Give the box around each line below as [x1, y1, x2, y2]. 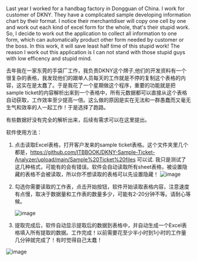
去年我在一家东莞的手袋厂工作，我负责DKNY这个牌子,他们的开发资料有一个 [6, 67, 186, 74]
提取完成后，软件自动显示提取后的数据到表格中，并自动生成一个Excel [14, 222, 182, 229]
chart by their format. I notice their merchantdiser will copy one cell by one [6, 18, 186, 24]
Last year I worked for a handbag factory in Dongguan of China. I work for [6, 5, 185, 12]
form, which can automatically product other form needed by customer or [6, 36, 184, 43]
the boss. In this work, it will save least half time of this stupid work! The [6, 42, 180, 49]
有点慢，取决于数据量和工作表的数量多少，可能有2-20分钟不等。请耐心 [14, 190, 186, 198]
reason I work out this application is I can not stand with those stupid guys [6, 49, 186, 55]
